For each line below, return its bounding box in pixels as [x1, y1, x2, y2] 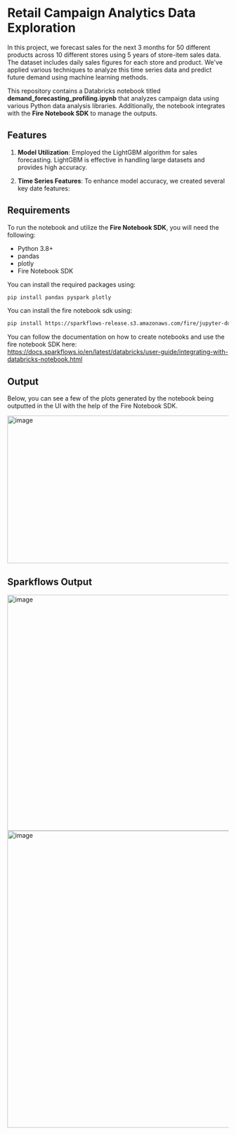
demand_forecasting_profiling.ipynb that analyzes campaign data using [7, 93, 219, 103]
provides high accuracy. [17, 163, 88, 171]
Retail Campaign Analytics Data [7, 5, 196, 21]
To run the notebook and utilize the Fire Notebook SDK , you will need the [7, 223, 219, 231]
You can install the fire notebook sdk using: [7, 306, 132, 315]
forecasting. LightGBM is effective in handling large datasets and [17, 155, 205, 164]
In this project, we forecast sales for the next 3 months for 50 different [7, 43, 211, 51]
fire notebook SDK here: [7, 340, 77, 349]
